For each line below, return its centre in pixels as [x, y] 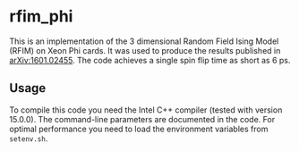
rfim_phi [41, 17]
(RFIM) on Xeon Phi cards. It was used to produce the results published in [145, 50]
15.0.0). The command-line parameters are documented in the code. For [142, 119]
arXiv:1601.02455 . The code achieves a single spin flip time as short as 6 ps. [150, 60]
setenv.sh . [29, 138]
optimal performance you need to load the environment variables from [139, 129]
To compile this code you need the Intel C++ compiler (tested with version [146, 110]
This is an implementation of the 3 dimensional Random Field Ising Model [144, 41]
